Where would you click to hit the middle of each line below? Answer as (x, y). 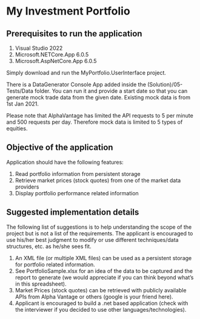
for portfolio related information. (55, 264)
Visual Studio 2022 (39, 48)
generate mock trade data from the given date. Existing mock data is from (98, 97)
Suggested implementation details (73, 213)
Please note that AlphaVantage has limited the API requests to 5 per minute (100, 116)
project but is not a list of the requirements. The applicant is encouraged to (100, 233)
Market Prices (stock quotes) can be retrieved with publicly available (101, 290)
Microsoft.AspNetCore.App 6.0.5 (56, 61)
